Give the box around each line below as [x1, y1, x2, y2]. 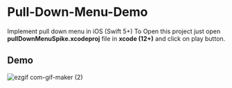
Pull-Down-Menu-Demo [7, 4, 148, 20]
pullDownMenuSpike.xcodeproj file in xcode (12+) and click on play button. [7, 34, 226, 42]
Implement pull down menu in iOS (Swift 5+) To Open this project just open [7, 27, 221, 35]
